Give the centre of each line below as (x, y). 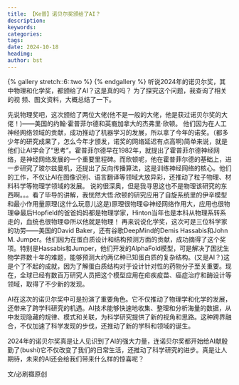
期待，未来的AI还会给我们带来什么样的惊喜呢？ (76, 359)
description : (27, 21)
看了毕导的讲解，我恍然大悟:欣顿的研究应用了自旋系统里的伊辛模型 (129, 195)
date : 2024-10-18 (33, 47)
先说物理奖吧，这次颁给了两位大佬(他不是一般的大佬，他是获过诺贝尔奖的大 (118, 114)
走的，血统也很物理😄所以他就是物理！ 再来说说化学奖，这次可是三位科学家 (117, 221)
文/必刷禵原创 (27, 374)
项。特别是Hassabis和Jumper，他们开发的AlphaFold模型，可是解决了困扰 (115, 248)
